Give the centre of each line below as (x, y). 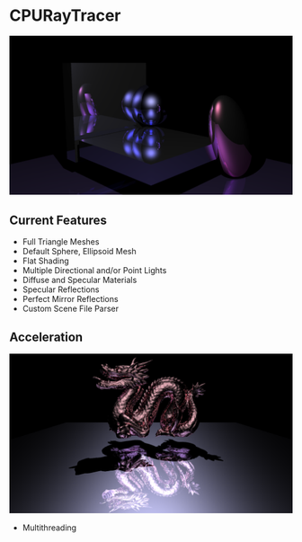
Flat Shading (45, 261)
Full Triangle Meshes (61, 242)
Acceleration (46, 337)
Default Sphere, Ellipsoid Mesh (79, 252)
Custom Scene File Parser (71, 309)
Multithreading (49, 528)
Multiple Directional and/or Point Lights (94, 271)
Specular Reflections (61, 289)
